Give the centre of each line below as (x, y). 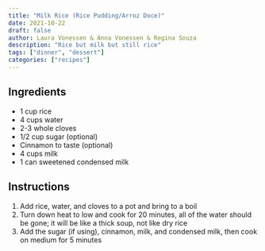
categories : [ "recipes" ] (49, 60)
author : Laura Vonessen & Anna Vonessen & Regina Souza (102, 38)
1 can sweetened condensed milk (74, 162)
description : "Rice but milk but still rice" (84, 45)
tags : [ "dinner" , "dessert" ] (56, 52)
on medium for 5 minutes (61, 240)
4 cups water (41, 119)
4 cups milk (38, 153)
